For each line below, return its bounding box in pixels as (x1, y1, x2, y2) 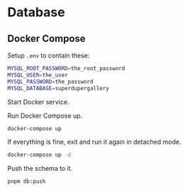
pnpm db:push (7, 178, 46, 185)
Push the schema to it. (7, 164, 73, 173)
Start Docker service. (7, 97, 70, 106)
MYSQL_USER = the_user (7, 72, 69, 79)
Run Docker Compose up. (7, 111, 83, 120)
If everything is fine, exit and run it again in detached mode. (7, 137, 182, 146)
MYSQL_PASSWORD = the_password (7, 78, 94, 85)
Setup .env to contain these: (7, 51, 90, 60)
